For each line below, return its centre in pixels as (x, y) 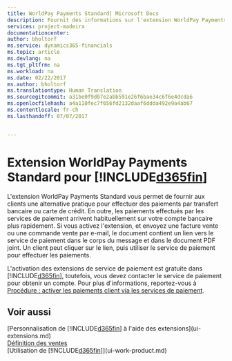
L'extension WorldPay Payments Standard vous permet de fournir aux (106, 196)
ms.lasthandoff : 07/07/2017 (48, 116)
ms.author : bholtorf (37, 84)
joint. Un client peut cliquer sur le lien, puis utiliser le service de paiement (111, 247)
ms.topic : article (33, 52)
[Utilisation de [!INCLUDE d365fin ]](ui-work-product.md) (87, 351)
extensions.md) (29, 336)
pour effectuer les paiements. (49, 255)
